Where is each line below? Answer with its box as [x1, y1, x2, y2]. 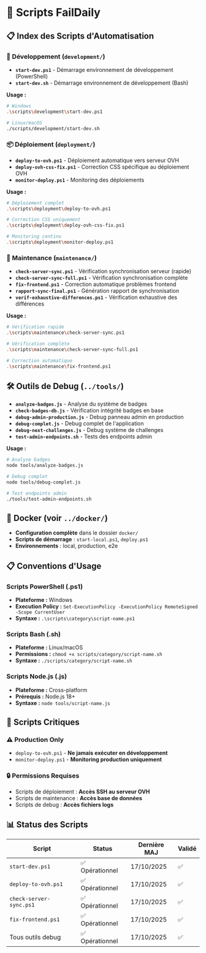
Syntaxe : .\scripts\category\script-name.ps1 [15, 615, 135, 622]
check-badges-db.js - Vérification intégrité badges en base [15, 407, 164, 414]
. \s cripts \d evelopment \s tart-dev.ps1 [6, 109, 103, 115]
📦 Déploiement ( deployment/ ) [6, 141, 96, 149]
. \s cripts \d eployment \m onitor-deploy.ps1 [6, 239, 114, 245]
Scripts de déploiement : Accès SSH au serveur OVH [15, 788, 150, 795]
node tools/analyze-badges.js [6, 463, 84, 469]
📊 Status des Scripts [6, 819, 88, 830]
